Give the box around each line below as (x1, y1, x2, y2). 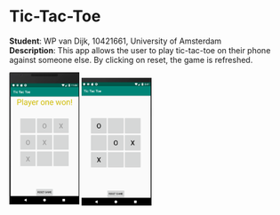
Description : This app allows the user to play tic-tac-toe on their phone (9, 44, 271, 55)
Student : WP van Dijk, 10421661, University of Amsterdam (9, 36, 222, 46)
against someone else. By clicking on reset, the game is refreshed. (9, 54, 253, 65)
